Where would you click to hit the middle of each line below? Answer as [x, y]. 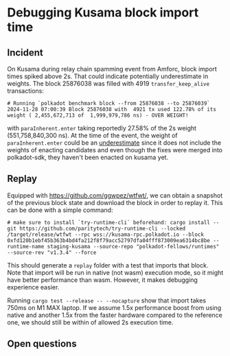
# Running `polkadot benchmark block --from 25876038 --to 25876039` [109, 104]
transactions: [26, 91]
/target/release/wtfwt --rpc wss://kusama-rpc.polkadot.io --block [106, 235]
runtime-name [26, 246]
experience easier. [33, 287]
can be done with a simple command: [60, 210]
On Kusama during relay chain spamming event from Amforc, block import [112, 69]
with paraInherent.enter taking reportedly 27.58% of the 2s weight [102, 128]
